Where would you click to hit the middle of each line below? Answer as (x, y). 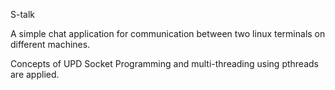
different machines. (50, 44)
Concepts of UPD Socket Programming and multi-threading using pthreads (164, 63)
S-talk (23, 14)
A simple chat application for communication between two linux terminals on (168, 33)
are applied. (35, 74)
